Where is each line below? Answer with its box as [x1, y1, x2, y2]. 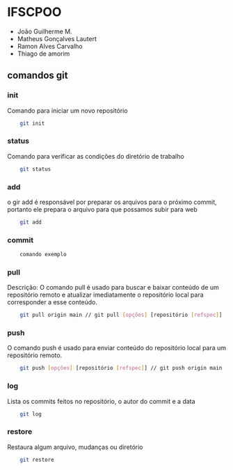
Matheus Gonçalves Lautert [17, 34, 97, 42]
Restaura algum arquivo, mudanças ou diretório [7, 443, 144, 451]
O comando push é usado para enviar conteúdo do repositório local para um [7, 344, 227, 352]
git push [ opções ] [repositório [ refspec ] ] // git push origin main [19, 365, 223, 372]
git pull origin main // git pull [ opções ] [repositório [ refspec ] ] [19, 311, 223, 319]
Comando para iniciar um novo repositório [7, 106, 128, 115]
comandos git [7, 70, 68, 81]
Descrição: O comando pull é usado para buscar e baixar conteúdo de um [7, 283, 219, 292]
